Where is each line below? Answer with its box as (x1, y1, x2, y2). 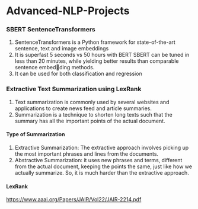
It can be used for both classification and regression (14, 70, 142, 78)
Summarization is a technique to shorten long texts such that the (14, 111, 173, 118)
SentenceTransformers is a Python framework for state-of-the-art (14, 38, 176, 46)
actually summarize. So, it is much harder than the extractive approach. (14, 169, 190, 176)
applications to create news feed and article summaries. (14, 105, 152, 112)
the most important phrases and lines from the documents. (14, 150, 159, 157)
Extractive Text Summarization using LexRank (6, 85, 142, 93)
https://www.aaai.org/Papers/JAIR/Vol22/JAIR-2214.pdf (6, 196, 142, 203)
